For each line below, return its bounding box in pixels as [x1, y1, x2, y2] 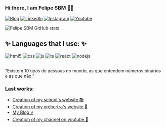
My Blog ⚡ [12, 109, 34, 115]
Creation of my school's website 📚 [12, 97, 84, 103]
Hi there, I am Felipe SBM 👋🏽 [5, 4, 74, 11]
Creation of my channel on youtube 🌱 [12, 117, 88, 123]
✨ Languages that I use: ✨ [5, 39, 87, 48]
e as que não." [5, 73, 35, 79]
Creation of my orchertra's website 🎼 [12, 104, 88, 110]
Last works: [5, 85, 34, 92]
